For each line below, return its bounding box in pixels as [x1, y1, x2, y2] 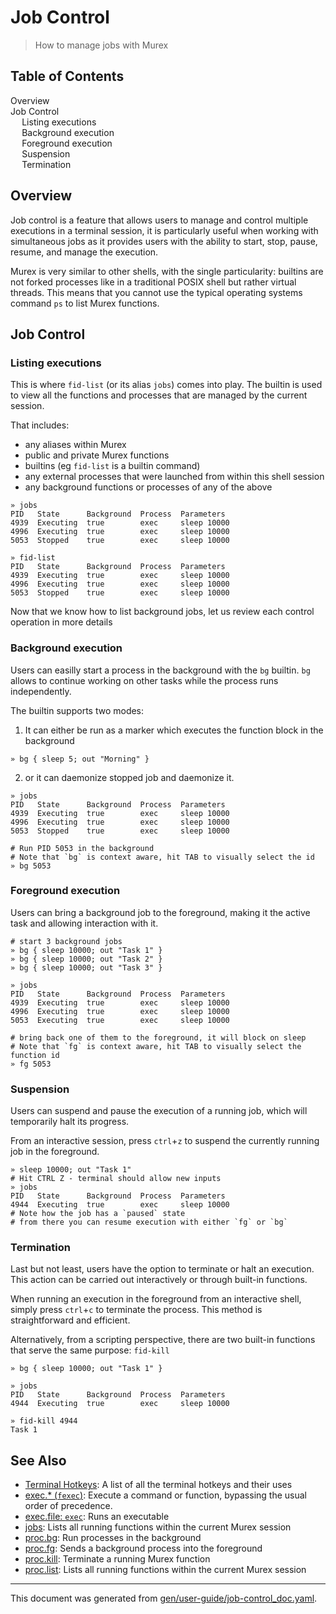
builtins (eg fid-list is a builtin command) [24, 460, 201, 472]
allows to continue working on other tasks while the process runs [10, 674, 279, 686]
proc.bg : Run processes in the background [24, 1532, 202, 1544]
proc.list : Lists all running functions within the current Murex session [24, 1564, 307, 1576]
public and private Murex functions [24, 449, 170, 461]
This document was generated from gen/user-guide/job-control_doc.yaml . [10, 1592, 318, 1605]
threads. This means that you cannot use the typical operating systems [10, 286, 303, 298]
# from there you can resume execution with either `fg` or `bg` [10, 1217, 288, 1228]
